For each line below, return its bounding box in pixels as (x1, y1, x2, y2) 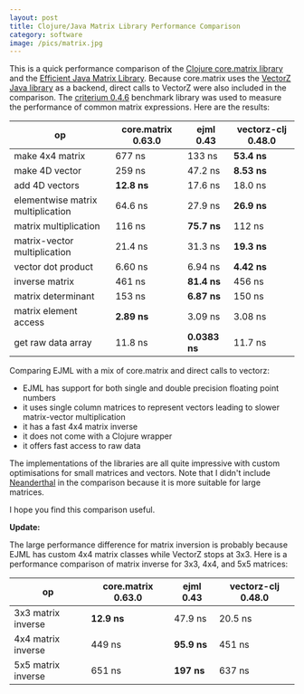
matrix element (14, 305, 78, 318)
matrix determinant (14, 290, 95, 303)
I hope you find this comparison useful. (9, 504, 156, 516)
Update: (9, 522, 41, 533)
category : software (9, 30, 83, 39)
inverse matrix (14, 275, 75, 288)
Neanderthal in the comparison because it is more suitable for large (9, 477, 261, 489)
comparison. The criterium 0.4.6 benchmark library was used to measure (9, 92, 282, 103)
